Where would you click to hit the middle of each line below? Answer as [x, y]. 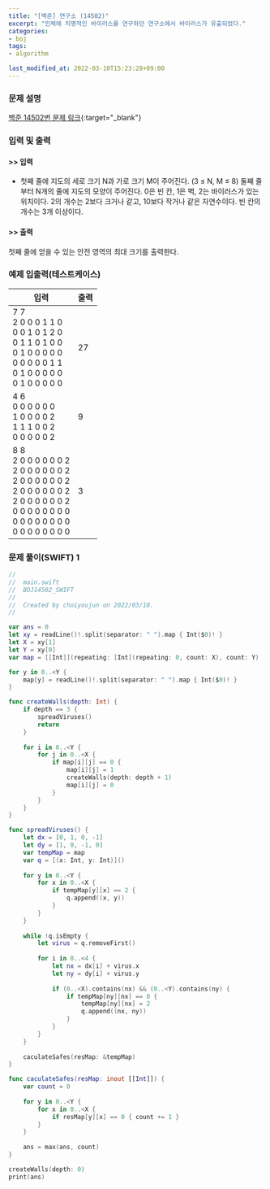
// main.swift [34, 582]
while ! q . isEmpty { [56, 936]
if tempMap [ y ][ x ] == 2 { [94, 891]
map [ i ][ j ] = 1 [90, 770]
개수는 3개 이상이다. [51, 211]
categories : [28, 31]
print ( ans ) [27, 1177]
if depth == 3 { [51, 710]
